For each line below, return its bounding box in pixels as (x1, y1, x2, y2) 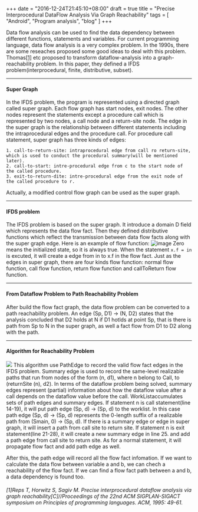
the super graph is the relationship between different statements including (6, 124, 186, 131)
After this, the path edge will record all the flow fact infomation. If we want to (6, 454, 192, 461)
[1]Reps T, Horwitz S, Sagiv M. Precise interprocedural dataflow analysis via (6, 487, 192, 494)
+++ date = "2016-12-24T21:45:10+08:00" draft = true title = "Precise (6, 5, 175, 12)
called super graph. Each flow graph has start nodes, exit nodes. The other (6, 105, 189, 112)
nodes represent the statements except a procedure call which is (6, 111, 164, 119)
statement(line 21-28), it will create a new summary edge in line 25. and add (6, 430, 190, 437)
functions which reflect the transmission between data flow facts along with (6, 234, 190, 241)
